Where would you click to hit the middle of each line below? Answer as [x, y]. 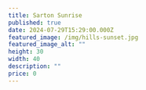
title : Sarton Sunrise [45, 15]
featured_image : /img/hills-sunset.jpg [73, 37]
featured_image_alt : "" [47, 45]
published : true [35, 23]
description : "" [35, 67]
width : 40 [24, 59]
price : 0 [22, 74]
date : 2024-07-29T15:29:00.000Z [61, 30]
